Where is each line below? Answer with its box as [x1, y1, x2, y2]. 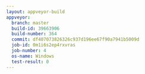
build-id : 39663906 [11, 25, 60, 32]
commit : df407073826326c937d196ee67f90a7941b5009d [11, 36, 140, 42]
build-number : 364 [11, 31, 58, 37]
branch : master [11, 20, 49, 26]
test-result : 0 [11, 58, 49, 64]
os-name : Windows [11, 53, 55, 59]
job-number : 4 [11, 48, 46, 54]
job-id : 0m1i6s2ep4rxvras [11, 42, 76, 48]
